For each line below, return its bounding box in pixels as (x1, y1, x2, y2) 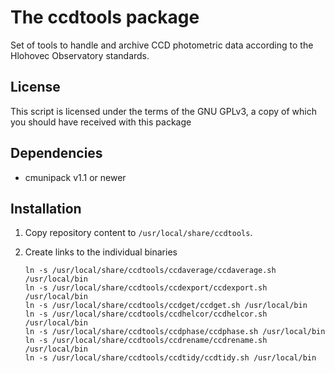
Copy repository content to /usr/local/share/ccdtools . (24, 227, 253, 239)
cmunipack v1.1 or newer (24, 171, 127, 183)
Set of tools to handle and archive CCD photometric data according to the (10, 39, 314, 51)
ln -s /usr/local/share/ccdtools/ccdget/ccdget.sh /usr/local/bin (24, 301, 308, 311)
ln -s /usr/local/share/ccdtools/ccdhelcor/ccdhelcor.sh (24, 309, 268, 320)
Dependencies (10, 145, 103, 162)
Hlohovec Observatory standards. (10, 49, 150, 61)
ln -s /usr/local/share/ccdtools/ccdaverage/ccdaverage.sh (24, 266, 277, 276)
